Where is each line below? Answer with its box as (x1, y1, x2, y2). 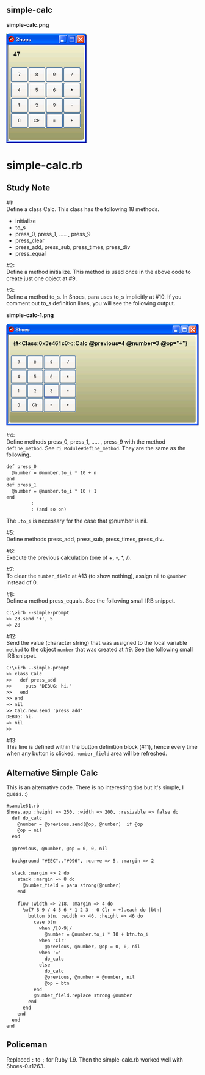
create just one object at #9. (6, 275, 77, 282)
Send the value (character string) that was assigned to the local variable (6, 639, 187, 647)
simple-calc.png (6, 21, 49, 28)
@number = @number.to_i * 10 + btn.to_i (45, 931, 149, 938)
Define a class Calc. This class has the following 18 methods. (6, 205, 160, 213)
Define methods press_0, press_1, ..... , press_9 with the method (6, 438, 166, 445)
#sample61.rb (6, 803, 40, 809)
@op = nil (17, 827, 43, 834)
